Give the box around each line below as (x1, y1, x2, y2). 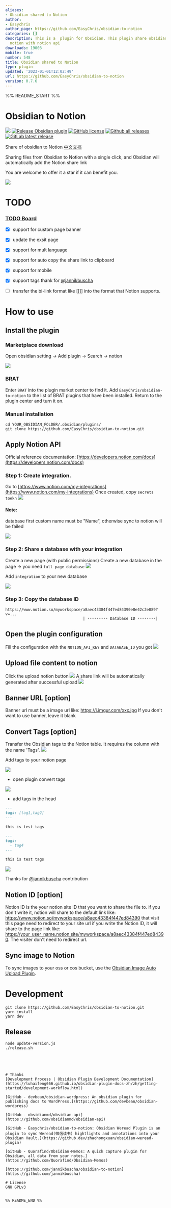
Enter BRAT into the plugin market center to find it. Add (5, 387, 118, 393)
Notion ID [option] (5, 890, 63, 899)
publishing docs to (5, 1099, 47, 1104)
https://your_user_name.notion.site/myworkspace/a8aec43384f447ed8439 (5, 931, 164, 937)
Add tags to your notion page (5, 757, 67, 763)
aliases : (5, 7, 24, 13)
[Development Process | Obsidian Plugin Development (5, 1076, 120, 1082)
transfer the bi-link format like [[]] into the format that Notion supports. (12, 287, 161, 294)
